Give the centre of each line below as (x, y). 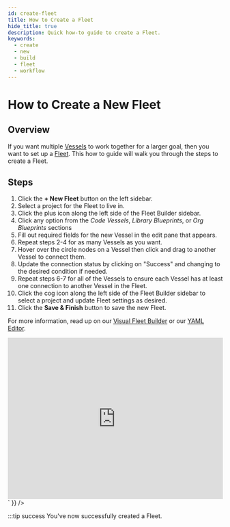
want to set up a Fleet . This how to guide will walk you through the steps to (113, 153)
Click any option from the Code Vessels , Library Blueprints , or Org (111, 220)
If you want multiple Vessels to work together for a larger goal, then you (109, 146)
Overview (29, 130)
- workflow (29, 70)
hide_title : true (32, 26)
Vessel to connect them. (52, 257)
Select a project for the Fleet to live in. (71, 206)
